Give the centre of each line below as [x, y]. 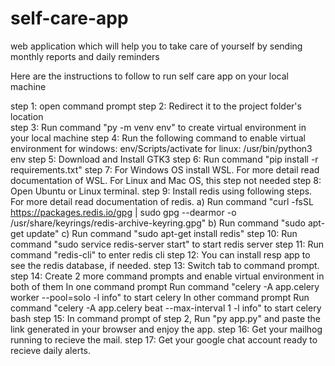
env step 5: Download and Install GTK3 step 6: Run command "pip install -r [164, 159]
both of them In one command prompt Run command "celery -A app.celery [165, 286]
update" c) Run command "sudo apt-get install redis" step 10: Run [162, 233]
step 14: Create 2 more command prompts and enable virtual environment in [167, 276]
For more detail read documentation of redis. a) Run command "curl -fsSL [162, 201]
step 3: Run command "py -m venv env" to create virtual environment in [158, 127]
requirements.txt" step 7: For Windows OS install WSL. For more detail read [165, 169]
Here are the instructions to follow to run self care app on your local [149, 76]
